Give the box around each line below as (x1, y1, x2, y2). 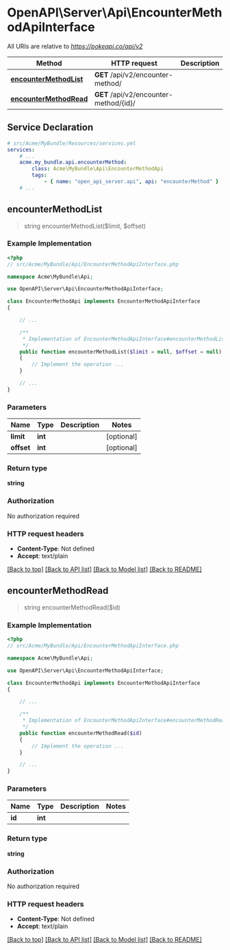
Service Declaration (7, 121, 94, 133)
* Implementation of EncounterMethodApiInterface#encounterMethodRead (22, 717, 228, 724)
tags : (31, 172, 48, 179)
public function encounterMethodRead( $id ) (19, 730, 142, 737)
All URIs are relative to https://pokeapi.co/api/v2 (7, 42, 143, 50)
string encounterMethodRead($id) (23, 603, 121, 612)
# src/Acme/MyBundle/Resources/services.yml (7, 139, 136, 147)
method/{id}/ (94, 98, 136, 108)
